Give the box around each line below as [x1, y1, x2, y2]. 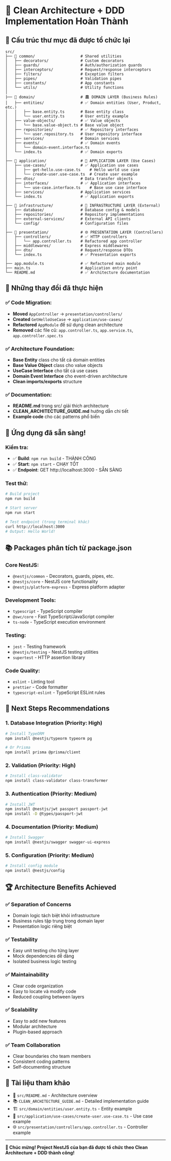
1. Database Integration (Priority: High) [5, 720, 103, 727]
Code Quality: [5, 667, 40, 674]
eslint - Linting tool [12, 678, 55, 684]
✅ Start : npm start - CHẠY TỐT [12, 461, 79, 467]
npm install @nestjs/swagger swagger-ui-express [5, 839, 110, 845]
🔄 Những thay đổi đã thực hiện [5, 284, 103, 292]
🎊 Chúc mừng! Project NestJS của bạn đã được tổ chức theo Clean [5, 1144, 148, 1150]
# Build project [5, 491, 40, 497]
